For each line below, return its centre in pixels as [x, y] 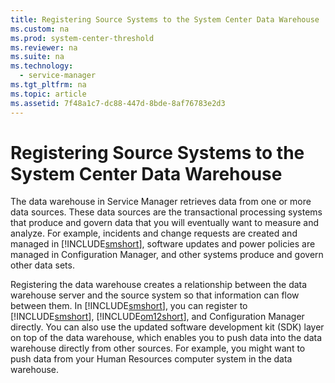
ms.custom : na [40, 29]
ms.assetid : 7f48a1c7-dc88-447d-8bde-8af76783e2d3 [118, 103]
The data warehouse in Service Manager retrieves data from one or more [161, 202]
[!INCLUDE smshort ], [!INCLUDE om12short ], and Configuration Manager [157, 317]
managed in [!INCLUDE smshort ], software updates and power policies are [163, 244]
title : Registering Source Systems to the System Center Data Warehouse [165, 19]
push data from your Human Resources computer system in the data [151, 359]
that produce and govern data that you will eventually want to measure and [164, 223]
